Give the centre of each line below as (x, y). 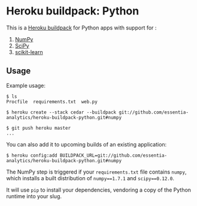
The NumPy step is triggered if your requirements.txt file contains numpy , (96, 172)
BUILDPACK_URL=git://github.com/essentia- (113, 155)
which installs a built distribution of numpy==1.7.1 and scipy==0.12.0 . (90, 178)
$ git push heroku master (38, 128)
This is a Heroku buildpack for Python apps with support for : (81, 28)
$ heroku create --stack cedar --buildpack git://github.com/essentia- (97, 112)
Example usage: (26, 85)
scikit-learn (29, 52)
